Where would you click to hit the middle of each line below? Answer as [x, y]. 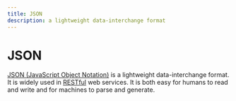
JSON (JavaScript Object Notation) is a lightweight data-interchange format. [118, 75]
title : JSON [25, 14]
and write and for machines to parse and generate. [81, 90]
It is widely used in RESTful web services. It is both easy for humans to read [118, 83]
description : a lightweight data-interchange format [87, 20]
